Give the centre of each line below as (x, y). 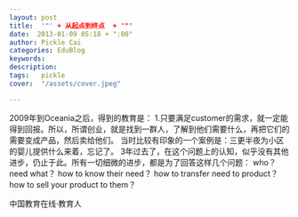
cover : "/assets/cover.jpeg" (65, 84)
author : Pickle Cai (45, 42)
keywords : (28, 59)
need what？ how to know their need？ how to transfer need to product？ (144, 173)
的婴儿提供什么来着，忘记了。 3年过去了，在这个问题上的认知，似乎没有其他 (149, 151)
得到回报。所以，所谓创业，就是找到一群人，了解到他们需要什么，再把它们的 (149, 129)
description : (33, 68)
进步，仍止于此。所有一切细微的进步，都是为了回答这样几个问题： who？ (143, 162)
